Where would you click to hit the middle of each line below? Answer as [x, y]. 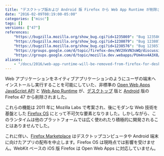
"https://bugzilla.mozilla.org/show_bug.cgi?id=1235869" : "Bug [80, 37]
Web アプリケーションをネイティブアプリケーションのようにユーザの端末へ [81, 79]
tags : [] [14, 23]
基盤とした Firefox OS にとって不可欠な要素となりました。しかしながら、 [79, 113]
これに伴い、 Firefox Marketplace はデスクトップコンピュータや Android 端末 [82, 136]
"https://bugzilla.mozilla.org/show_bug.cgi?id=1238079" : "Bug [80, 42]
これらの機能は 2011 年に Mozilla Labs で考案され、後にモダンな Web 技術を [82, 108]
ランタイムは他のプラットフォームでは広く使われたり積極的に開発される [82, 120]
